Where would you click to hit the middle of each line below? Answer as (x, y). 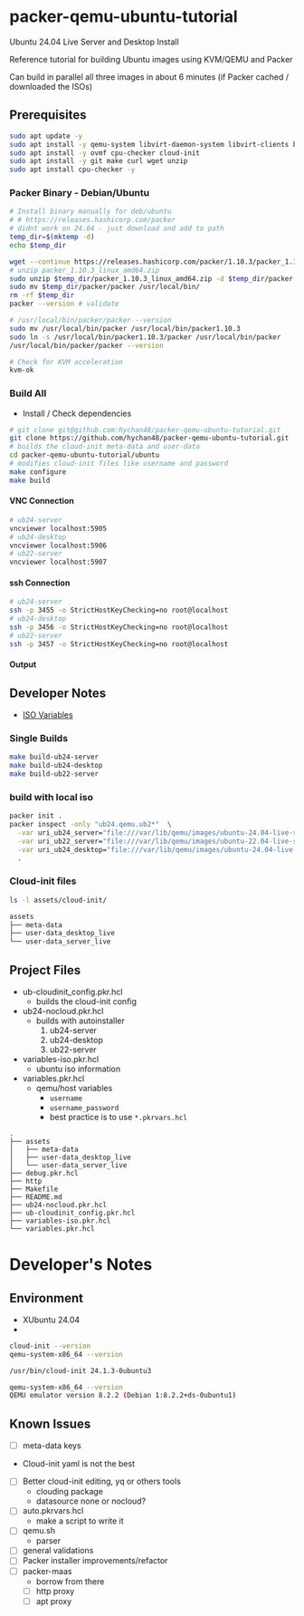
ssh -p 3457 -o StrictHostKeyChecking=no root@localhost (119, 644)
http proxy (55, 1591)
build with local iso (51, 797)
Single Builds (39, 738)
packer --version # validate (64, 304)
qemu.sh (39, 1531)
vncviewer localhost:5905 (58, 528)
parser (48, 1541)
